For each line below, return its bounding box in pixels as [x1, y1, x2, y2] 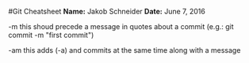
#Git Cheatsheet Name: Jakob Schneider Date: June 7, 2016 [8, 7, 206, 16]
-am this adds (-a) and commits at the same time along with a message [8, 46, 241, 54]
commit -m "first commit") [8, 31, 94, 39]
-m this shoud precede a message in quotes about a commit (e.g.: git [8, 22, 234, 31]
